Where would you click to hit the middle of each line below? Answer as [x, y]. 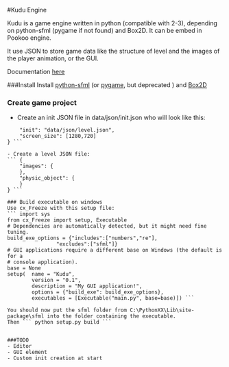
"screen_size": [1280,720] [58, 137]
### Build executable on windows [55, 202]
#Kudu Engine [27, 10]
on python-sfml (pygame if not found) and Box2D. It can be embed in [105, 31]
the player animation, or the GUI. [53, 58]
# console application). [43, 262]
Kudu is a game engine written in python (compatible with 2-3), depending [112, 23]
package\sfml [26, 316]
